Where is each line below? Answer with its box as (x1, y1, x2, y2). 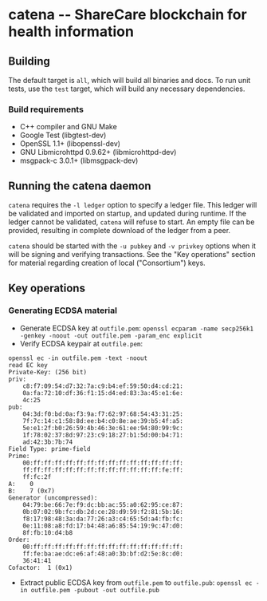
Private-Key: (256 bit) (8, 368, 88, 376)
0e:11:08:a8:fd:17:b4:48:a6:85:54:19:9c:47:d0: (22, 521, 183, 530)
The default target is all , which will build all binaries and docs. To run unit (8, 76, 251, 85)
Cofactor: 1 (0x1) (8, 563, 73, 571)
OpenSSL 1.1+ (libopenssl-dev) (19, 139, 121, 148)
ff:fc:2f (22, 472, 52, 480)
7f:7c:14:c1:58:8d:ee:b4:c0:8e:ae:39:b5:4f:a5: (22, 417, 183, 425)
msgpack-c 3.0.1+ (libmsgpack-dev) (19, 156, 139, 165)
